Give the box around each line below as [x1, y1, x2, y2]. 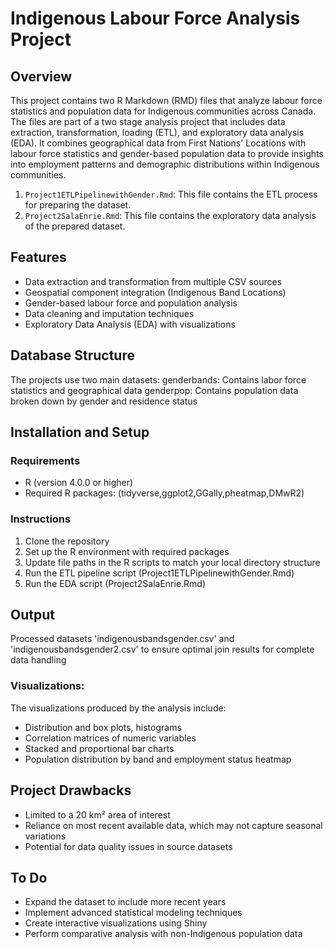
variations [24, 830, 67, 842]
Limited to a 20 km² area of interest [24, 808, 171, 821]
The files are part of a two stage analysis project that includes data [10, 116, 286, 127]
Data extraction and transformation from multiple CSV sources [24, 275, 283, 287]
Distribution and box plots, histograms [24, 721, 182, 733]
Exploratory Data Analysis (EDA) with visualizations [24, 318, 236, 330]
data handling [10, 654, 67, 666]
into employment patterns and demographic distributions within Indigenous [10, 158, 320, 170]
